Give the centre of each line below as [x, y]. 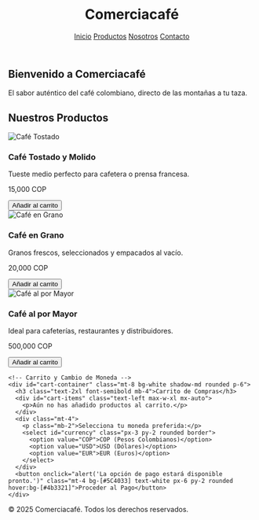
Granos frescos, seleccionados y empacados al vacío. [96, 253]
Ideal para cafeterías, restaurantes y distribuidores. [91, 331]
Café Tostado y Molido [52, 157]
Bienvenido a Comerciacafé [77, 74]
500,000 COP [30, 346]
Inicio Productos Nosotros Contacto [132, 36]
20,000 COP [28, 267]
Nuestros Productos [58, 118]
